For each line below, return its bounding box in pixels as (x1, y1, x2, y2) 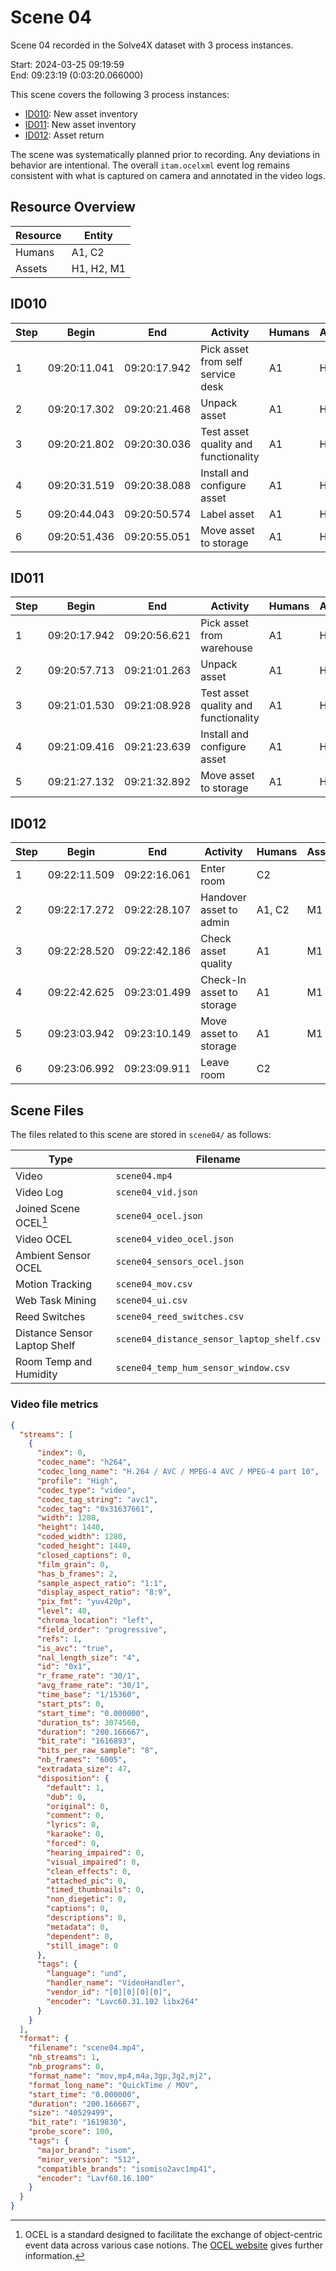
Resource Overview (10, 199, 136, 216)
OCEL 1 (15, 1214, 48, 1230)
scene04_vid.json (115, 1187, 198, 1198)
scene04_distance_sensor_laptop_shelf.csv (115, 1334, 321, 1345)
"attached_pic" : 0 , (46, 1876, 128, 1886)
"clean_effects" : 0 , (46, 1866, 132, 1876)
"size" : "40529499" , (28, 2108, 114, 2118)
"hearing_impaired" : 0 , (46, 1847, 145, 1858)
